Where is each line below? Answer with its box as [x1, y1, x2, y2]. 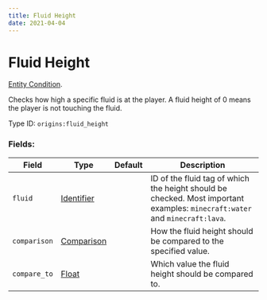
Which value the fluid [150, 258, 230, 269]
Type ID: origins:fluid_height [8, 119, 109, 128]
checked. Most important [150, 193, 245, 204]
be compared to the [150, 236, 224, 247]
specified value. [150, 245, 211, 256]
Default [114, 159, 143, 170]
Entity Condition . [8, 80, 63, 89]
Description [180, 159, 226, 170]
